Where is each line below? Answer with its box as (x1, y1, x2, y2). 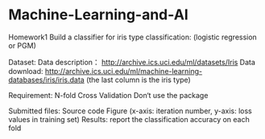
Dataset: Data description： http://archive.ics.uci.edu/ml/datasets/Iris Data (8, 57, 256, 67)
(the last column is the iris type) (85, 75, 191, 84)
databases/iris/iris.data (8, 75, 85, 84)
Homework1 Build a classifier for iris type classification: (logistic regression (8, 32, 258, 42)
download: (8, 66, 43, 76)
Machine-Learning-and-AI (8, 6, 189, 24)
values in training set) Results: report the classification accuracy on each (8, 114, 250, 124)
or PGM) (8, 40, 36, 50)
